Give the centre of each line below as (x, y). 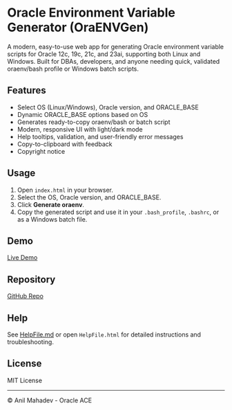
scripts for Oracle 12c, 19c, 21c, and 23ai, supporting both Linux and (104, 54)
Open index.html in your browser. (65, 190)
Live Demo (22, 258)
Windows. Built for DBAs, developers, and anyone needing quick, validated (114, 61)
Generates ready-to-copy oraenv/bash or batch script (94, 122)
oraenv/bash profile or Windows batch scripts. (73, 69)
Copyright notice (41, 151)
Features (27, 90)
